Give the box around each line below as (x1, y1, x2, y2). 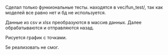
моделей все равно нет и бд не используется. (5, 10, 106, 16)
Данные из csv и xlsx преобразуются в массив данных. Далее (5, 20, 142, 25)
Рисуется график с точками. (5, 35, 67, 40)
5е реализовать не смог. (5, 44, 59, 50)
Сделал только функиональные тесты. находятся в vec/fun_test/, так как (5, 5, 163, 10)
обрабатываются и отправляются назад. (5, 25, 94, 31)
